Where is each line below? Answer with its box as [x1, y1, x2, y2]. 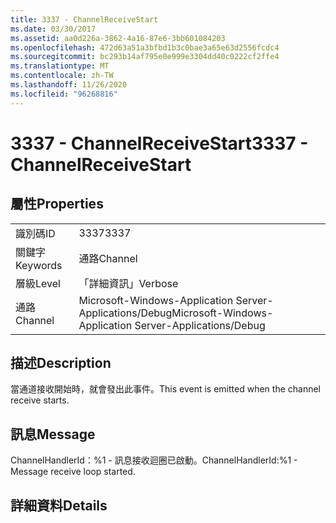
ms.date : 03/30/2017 [10, 24, 97, 34]
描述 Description [10, 355, 112, 372]
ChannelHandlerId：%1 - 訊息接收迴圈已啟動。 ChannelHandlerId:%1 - [10, 454, 298, 466]
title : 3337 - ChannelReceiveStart [10, 14, 159, 25]
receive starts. [10, 394, 70, 406]
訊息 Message [10, 426, 96, 443]
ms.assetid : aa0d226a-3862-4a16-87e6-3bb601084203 [10, 33, 226, 43]
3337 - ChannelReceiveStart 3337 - [10, 132, 309, 155]
